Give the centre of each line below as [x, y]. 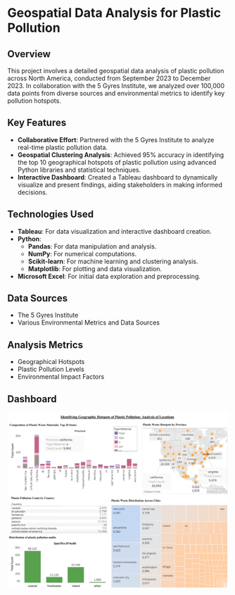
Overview [29, 54]
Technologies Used [50, 214]
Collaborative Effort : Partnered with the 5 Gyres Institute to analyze [116, 139]
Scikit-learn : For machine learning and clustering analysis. [113, 261]
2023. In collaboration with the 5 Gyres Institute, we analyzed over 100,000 [116, 86]
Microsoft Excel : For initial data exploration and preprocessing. [109, 276]
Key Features [37, 123]
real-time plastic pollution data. [62, 147]
